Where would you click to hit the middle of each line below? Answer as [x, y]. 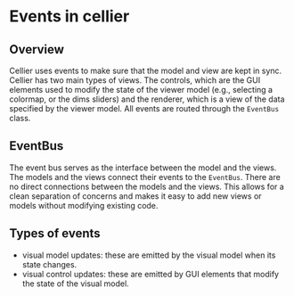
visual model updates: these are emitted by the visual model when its [149, 255]
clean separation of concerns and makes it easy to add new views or [135, 196]
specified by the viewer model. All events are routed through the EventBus [144, 108]
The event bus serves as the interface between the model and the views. [143, 168]
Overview [37, 49]
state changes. [49, 264]
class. [20, 118]
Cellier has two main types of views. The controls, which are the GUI [135, 80]
